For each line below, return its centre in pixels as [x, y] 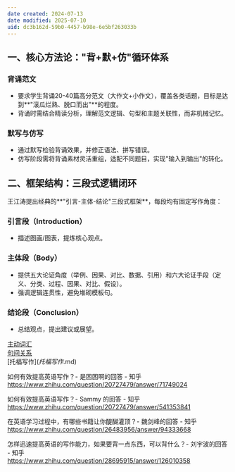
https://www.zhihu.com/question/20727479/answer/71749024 [97, 385]
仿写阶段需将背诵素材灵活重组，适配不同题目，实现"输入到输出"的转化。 [122, 159]
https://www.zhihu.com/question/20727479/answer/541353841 [99, 407]
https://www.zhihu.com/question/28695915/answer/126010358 [99, 461]
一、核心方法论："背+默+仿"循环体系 [88, 57]
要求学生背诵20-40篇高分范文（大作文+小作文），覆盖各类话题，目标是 [120, 96]
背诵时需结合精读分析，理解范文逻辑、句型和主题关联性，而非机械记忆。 [122, 113]
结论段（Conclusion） [45, 312]
